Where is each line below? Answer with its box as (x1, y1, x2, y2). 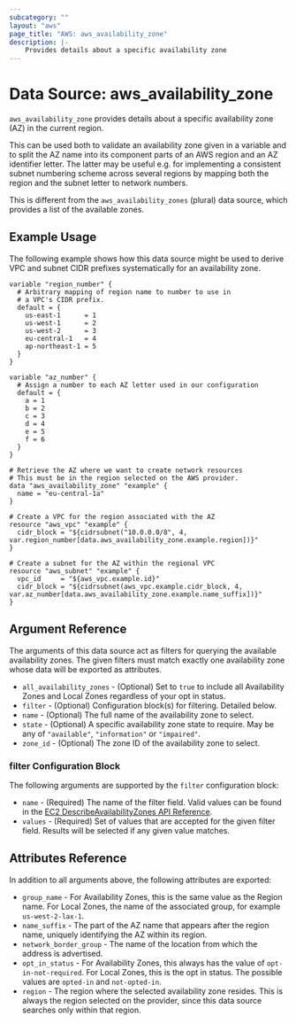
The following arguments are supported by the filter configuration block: (9, 780, 280, 790)
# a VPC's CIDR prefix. (17, 295, 104, 304)
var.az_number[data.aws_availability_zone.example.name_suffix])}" (9, 590, 263, 599)
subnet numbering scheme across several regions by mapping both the (9, 168, 269, 179)
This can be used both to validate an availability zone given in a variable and (9, 140, 287, 151)
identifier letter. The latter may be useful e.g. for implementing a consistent (9, 159, 281, 169)
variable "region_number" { (9, 280, 113, 289)
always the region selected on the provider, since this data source (21, 995, 262, 1005)
